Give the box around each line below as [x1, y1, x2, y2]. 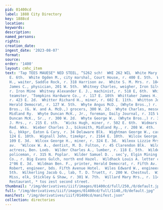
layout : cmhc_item [5, 66, 42, 71]
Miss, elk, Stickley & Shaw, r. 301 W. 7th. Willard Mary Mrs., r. [9, 175, 151, 180]
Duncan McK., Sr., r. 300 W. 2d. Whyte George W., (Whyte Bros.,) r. [9, 115, 155, 121]
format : [5, 52, 21, 57]
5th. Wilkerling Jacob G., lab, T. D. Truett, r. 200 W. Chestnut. [9, 170, 151, 175]
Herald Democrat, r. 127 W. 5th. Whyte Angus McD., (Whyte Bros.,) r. [9, 102, 158, 107]
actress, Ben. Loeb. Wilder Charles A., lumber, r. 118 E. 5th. [9, 148, 145, 153]
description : [5, 30, 32, 35]
